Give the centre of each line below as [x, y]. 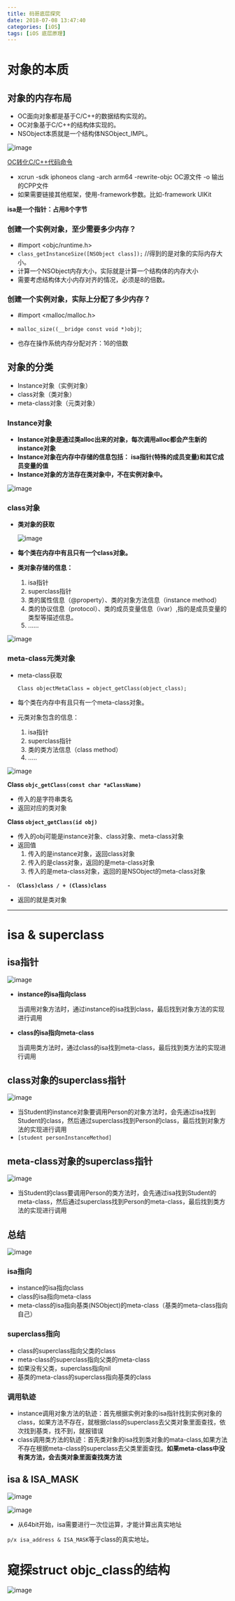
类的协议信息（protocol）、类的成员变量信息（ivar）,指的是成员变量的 [127, 609]
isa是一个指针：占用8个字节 [47, 209]
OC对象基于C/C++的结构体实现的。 [69, 125]
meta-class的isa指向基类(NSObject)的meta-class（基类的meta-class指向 [122, 1306]
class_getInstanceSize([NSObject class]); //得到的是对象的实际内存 [117, 253]
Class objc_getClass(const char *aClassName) [74, 784]
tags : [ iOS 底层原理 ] [37, 33]
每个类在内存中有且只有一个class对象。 [74, 553]
